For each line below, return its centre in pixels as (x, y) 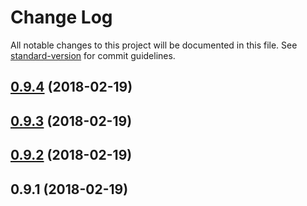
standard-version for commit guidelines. (93, 55)
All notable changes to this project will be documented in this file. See (154, 45)
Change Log (61, 17)
